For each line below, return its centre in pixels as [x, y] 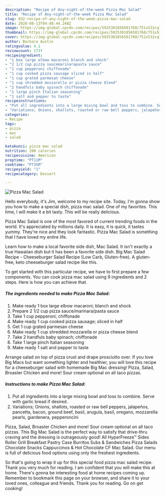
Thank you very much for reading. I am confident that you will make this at [80, 468]
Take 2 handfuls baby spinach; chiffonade [55, 337]
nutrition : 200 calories [30, 151]
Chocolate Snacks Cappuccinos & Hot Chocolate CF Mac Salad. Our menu [81, 448]
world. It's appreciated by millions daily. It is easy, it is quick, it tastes [75, 227]
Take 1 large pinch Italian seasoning [48, 342]
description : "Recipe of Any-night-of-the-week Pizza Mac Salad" [73, 10]
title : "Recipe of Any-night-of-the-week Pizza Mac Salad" [67, 14]
